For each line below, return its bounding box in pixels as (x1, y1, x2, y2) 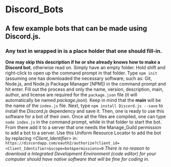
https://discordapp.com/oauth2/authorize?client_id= (5, 140, 120, 145)
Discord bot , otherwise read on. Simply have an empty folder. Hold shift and (5, 64, 166, 70)
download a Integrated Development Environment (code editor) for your (5, 150, 157, 157)
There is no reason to (104, 145, 150, 151)
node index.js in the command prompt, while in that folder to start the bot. (5, 119, 162, 125)
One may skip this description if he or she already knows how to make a (5, 59, 160, 65)
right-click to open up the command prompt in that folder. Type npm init (5, 70, 158, 76)
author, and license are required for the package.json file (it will (5, 91, 138, 98)
